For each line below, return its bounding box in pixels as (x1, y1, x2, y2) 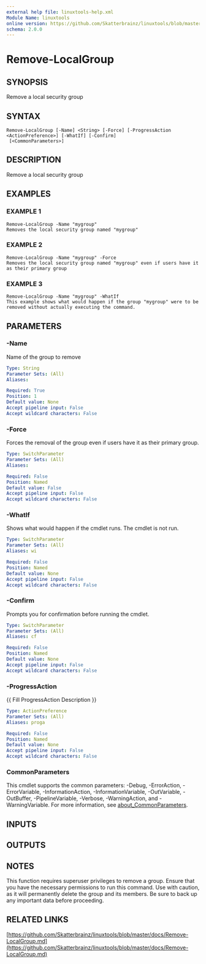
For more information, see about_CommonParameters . (51, 801, 188, 809)
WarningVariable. (6, 801, 50, 809)
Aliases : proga (6, 719, 45, 725)
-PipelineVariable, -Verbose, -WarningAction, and (33, 795, 158, 802)
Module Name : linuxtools (6, 15, 70, 21)
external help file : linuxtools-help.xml (6, 9, 114, 15)
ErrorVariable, (6, 788, 42, 796)
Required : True (6, 387, 45, 394)
